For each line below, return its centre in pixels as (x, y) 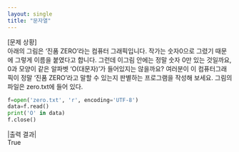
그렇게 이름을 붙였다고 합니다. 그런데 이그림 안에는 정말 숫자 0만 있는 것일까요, (123, 60)
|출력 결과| (22, 134)
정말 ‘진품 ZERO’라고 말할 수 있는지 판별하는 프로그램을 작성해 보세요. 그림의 (126, 77)
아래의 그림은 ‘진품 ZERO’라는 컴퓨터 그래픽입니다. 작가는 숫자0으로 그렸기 (111, 51)
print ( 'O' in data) (36, 113)
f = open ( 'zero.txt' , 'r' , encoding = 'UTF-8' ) (73, 100)
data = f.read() (29, 107)
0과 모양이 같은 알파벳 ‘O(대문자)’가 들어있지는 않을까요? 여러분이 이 (102, 69)
